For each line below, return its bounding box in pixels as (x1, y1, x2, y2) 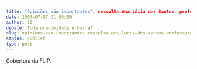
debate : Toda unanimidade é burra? (6, 25, 93, 31)
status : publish (6, 36, 46, 42)
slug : (6, 30, 19, 36)
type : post (6, 42, 33, 47)
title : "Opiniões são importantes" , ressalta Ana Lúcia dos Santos (6, 8, 175, 15)
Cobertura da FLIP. (6, 57, 52, 64)
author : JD (6, 19, 33, 25)
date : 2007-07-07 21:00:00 (6, 14, 72, 20)
